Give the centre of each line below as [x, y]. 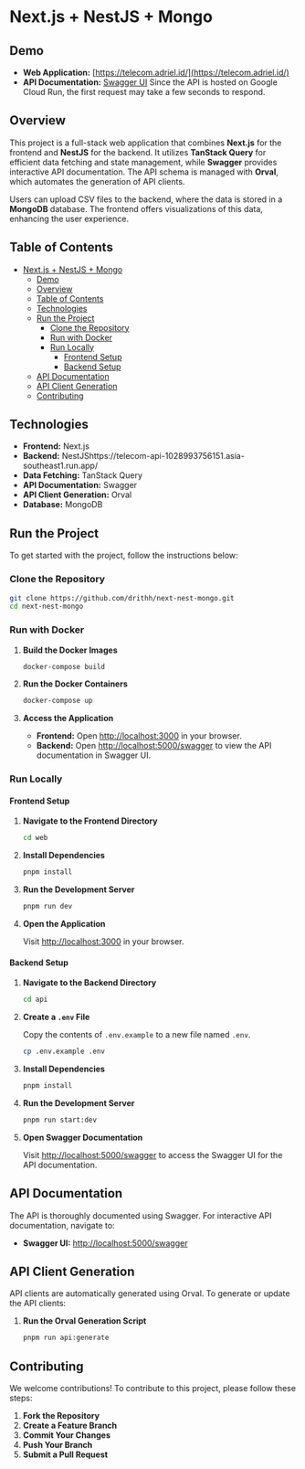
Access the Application [68, 719]
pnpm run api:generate [66, 1338]
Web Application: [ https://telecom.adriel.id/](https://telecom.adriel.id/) [156, 72]
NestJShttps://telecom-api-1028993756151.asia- [153, 456]
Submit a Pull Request [65, 1454]
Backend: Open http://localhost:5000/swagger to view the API [154, 746]
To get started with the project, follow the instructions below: [124, 556]
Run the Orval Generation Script [84, 1321]
